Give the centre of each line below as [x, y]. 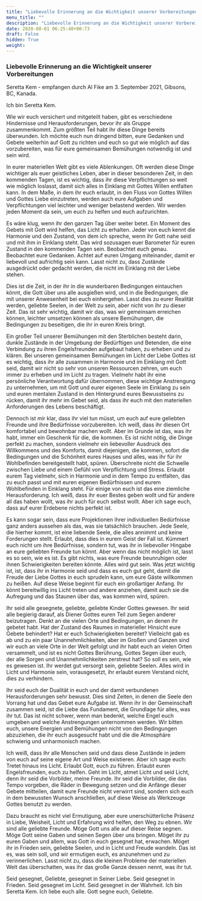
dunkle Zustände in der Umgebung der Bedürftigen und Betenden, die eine [99, 343]
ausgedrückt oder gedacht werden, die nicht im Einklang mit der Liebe [93, 268]
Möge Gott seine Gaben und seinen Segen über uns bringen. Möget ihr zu [98, 835]
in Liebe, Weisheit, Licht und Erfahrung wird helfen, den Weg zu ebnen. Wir [99, 822]
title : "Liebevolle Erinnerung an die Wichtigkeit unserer [82, 12]
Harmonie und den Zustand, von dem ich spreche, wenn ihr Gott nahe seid [99, 236]
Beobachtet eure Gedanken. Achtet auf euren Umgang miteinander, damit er [101, 255]
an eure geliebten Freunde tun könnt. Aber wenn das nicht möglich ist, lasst [100, 552]
